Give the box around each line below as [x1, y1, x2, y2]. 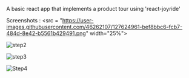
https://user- [62, 17, 94, 24]
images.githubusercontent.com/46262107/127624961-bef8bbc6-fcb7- [6, 24, 183, 30]
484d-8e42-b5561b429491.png [6, 30, 86, 37]
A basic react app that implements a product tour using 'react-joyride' [6, 5, 181, 12]
